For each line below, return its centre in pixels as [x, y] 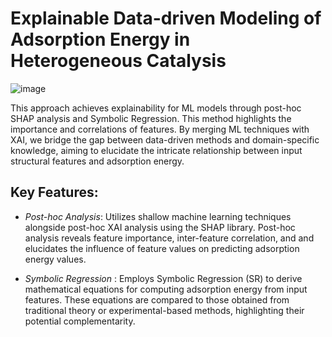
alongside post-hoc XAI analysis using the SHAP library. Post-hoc [160, 227]
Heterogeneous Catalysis [118, 61]
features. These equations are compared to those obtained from [157, 299]
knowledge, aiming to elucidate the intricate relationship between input [156, 150]
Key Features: [54, 192]
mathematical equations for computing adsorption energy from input [166, 289]
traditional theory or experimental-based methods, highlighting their [164, 310]
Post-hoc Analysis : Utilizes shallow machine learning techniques [158, 216]
